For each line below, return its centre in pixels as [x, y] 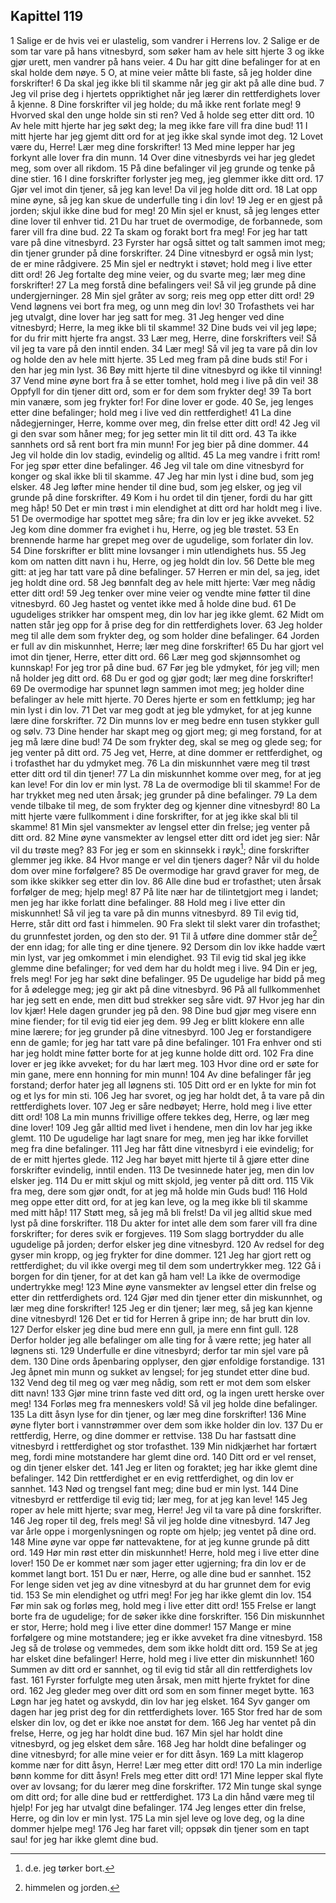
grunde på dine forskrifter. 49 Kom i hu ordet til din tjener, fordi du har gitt [161, 497]
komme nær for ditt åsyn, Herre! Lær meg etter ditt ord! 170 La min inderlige [166, 1765]
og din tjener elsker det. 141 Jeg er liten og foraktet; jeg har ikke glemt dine [164, 1468]
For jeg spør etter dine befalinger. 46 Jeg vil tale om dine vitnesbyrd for [157, 465]
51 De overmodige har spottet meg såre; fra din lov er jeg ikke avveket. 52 [162, 518]
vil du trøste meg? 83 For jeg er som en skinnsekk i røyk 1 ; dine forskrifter [160, 849]
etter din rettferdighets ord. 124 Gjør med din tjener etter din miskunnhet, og [166, 1298]
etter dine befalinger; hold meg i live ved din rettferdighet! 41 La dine [151, 412]
